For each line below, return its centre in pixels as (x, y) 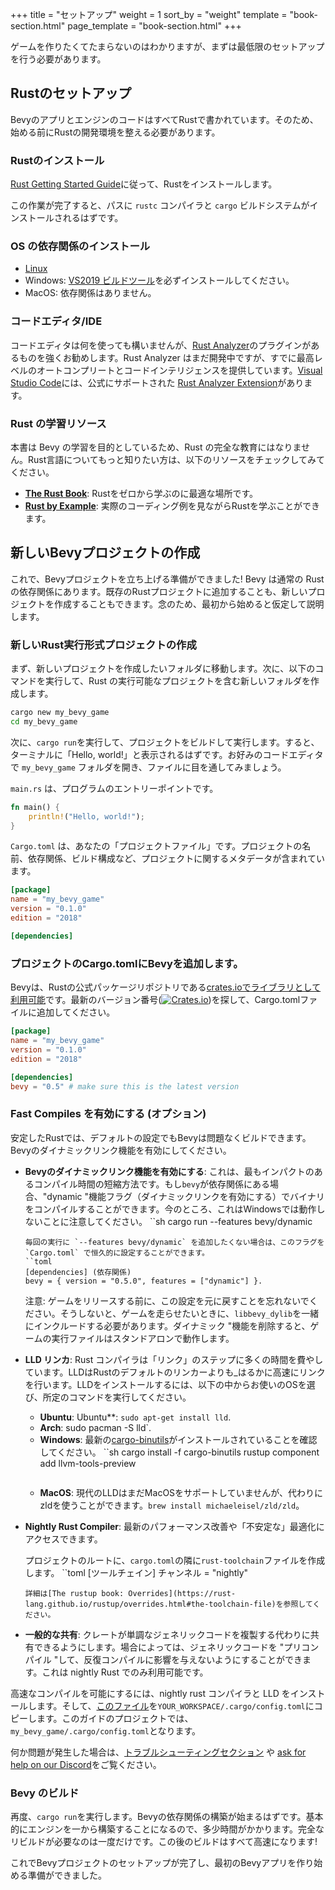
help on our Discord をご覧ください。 (86, 1764)
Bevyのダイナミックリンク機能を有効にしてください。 (121, 1150)
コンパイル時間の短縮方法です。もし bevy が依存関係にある (152, 1184)
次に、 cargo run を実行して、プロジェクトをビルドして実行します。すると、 (165, 742)
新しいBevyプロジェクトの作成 (105, 553)
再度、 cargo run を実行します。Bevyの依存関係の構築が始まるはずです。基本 (167, 1816)
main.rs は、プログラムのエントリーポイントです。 (114, 788)
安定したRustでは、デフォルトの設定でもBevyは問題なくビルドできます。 (161, 1137)
